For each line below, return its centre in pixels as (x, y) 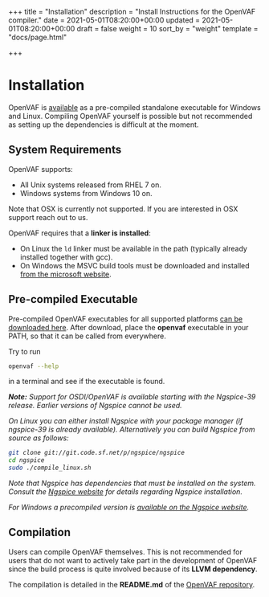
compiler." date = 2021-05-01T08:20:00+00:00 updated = (104, 20)
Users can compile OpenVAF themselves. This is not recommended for (126, 552)
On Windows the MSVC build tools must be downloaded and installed (135, 265)
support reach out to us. (48, 217)
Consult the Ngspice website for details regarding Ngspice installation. (126, 492)
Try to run (25, 351)
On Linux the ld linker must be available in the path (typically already (133, 248)
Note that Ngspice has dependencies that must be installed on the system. (132, 483)
